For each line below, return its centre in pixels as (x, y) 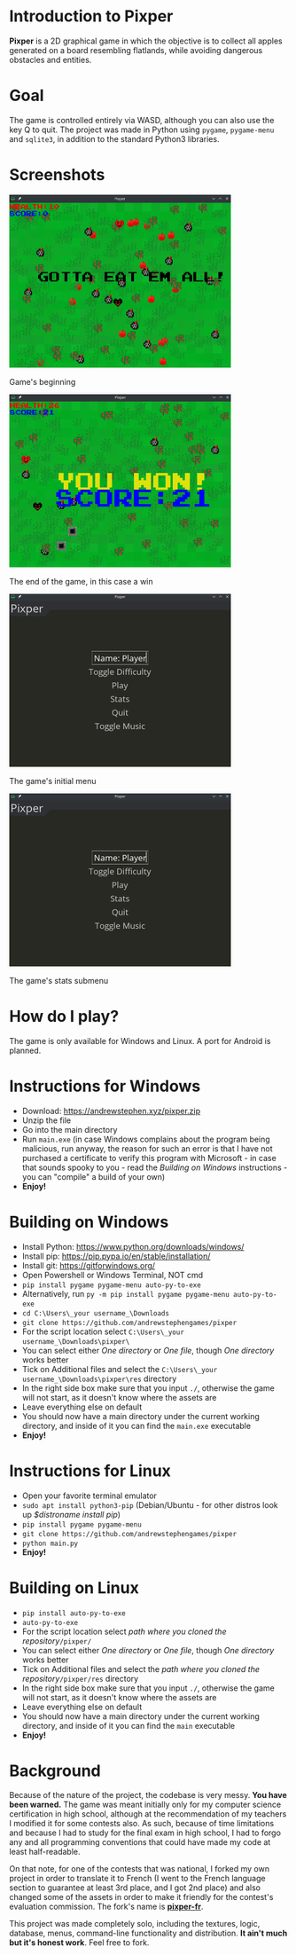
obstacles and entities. (51, 59)
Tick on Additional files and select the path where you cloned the (140, 1668)
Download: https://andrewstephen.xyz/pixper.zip (111, 1111)
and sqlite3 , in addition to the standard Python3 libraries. (114, 138)
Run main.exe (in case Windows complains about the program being (146, 1139)
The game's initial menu (53, 781)
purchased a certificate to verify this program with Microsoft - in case (149, 1158)
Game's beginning (43, 381)
